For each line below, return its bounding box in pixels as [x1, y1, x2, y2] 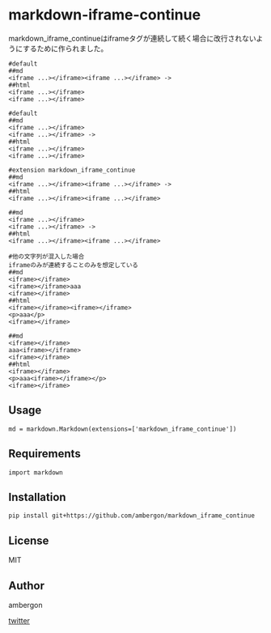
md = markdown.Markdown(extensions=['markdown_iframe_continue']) [8, 425, 237, 433]
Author [8, 579, 44, 593]
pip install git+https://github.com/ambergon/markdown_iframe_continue [8, 512, 255, 520]
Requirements [8, 447, 81, 461]
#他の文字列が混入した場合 [8, 253, 85, 261]
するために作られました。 [23, 43, 108, 53]
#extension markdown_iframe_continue [8, 166, 136, 174]
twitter [8, 616, 31, 625]
